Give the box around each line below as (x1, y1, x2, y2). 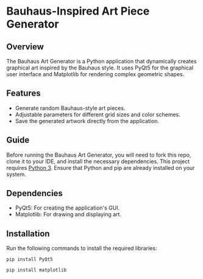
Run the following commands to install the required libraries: (6, 245, 157, 252)
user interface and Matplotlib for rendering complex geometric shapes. (6, 71, 185, 77)
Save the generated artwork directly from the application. (15, 117, 160, 124)
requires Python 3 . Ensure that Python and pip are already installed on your (6, 164, 195, 171)
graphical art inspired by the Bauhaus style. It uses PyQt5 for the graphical (6, 64, 194, 71)
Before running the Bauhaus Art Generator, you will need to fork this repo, (6, 151, 191, 158)
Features (6, 88, 41, 99)
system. (6, 171, 26, 178)
